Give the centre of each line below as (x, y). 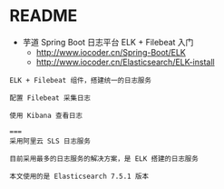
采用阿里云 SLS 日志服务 (50, 141)
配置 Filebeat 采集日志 (50, 98)
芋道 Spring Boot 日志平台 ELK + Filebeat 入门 (108, 42)
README (44, 16)
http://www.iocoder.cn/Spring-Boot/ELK (111, 52)
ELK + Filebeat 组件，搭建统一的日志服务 (81, 80)
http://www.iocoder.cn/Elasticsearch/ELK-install (125, 62)
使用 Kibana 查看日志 (46, 115)
